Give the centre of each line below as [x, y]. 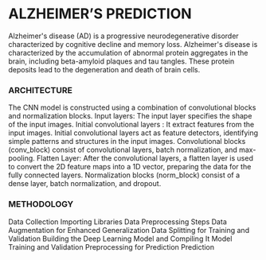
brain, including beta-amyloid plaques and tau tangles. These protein [121, 61]
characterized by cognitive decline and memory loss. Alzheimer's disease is [133, 44]
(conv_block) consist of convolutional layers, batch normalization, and [123, 150]
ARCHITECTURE [41, 90]
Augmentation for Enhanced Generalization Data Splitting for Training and [129, 230]
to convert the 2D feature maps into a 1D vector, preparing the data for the [130, 167]
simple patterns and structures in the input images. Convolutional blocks [127, 142]
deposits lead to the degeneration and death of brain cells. [104, 69]
